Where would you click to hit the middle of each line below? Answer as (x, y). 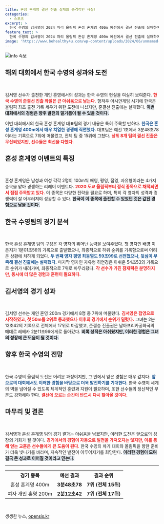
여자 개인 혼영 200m (30, 494)
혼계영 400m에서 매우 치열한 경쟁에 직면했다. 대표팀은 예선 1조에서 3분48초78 (84, 129)
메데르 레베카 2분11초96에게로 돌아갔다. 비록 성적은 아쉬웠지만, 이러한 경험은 (77, 331)
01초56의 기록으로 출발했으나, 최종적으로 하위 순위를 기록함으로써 (86, 250)
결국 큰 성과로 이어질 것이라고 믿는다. (40, 458)
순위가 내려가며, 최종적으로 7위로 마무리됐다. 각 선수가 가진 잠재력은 (74, 268)
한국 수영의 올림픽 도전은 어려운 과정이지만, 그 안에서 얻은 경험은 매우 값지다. (78, 376)
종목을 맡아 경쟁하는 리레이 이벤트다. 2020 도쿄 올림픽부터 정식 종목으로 (73, 187)
